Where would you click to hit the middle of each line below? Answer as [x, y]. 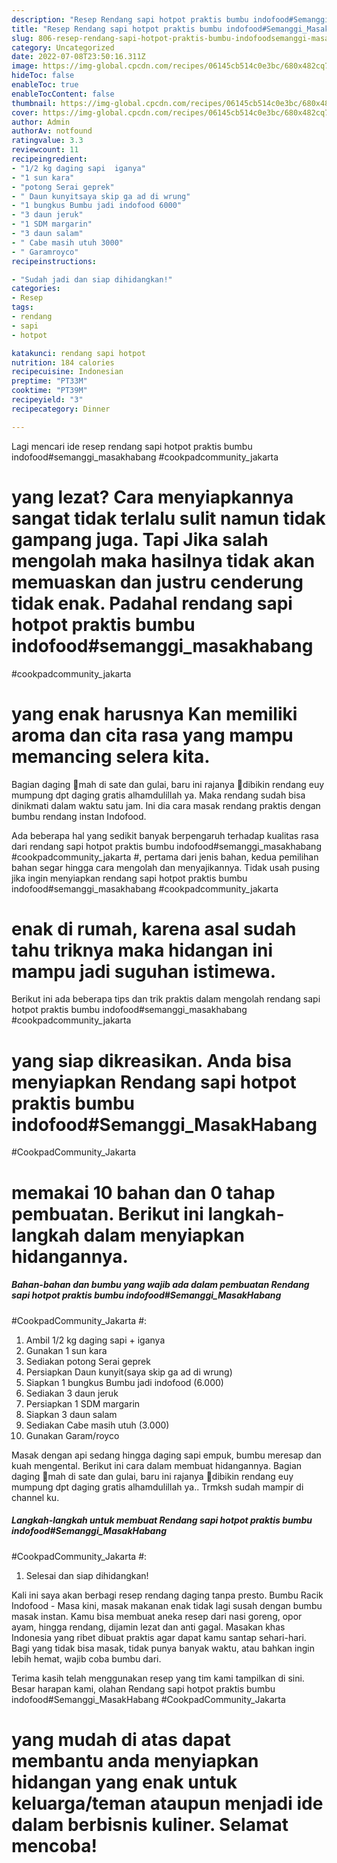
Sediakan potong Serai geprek [88, 1361]
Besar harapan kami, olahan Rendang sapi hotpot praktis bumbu [143, 1688]
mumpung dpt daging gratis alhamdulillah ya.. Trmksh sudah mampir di [157, 1487]
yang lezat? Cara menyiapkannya [152, 497]
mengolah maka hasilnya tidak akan [163, 560]
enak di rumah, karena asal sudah [154, 928]
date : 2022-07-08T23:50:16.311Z [78, 57]
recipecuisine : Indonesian [67, 372]
